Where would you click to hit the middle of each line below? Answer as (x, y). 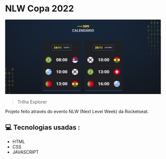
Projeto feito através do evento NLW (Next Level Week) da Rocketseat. (77, 111)
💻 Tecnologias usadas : (43, 127)
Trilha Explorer (32, 102)
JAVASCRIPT (25, 152)
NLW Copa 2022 (40, 9)
